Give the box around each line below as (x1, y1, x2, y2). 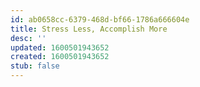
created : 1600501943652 (10, 52, 110, 62)
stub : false (10, 61, 60, 71)
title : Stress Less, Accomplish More (10, 24, 168, 34)
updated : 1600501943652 (10, 42, 110, 53)
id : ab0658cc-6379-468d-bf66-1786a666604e (10, 14, 190, 25)
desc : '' (10, 33, 47, 43)
